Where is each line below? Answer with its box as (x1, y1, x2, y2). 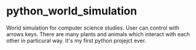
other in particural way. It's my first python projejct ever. (6, 37, 147, 44)
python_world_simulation (6, 4, 138, 18)
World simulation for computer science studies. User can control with (6, 24, 180, 31)
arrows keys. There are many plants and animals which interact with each (6, 30, 190, 37)
